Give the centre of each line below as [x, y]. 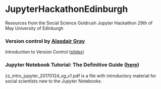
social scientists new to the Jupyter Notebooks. [54, 81]
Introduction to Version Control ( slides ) [45, 52]
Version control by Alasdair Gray [45, 41]
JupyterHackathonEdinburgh [66, 9]
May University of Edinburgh [34, 28]
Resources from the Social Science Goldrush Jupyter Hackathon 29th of [79, 23]
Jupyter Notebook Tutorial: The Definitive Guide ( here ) [72, 65]
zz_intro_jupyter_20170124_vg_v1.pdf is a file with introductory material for [81, 76]
